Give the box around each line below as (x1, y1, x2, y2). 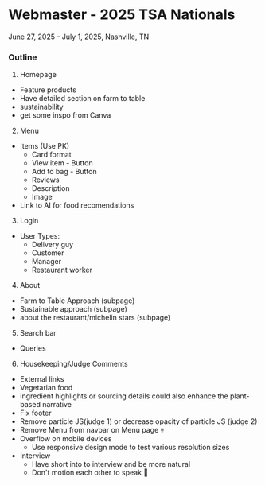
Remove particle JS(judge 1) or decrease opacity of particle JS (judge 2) (19, 417, 258, 426)
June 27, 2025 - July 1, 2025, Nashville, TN (8, 32, 150, 41)
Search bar (19, 328, 57, 338)
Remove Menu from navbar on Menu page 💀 (19, 425, 165, 435)
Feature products (19, 85, 77, 95)
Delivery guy (31, 240, 74, 250)
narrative (42, 400, 72, 409)
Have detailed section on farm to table (19, 94, 146, 103)
